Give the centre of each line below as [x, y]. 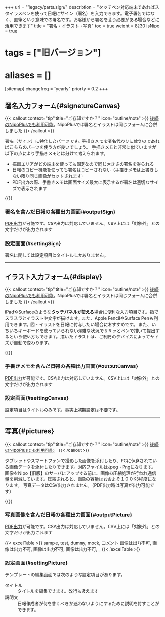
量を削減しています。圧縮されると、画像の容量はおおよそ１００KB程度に [79, 479]
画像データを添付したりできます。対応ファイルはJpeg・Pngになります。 [82, 467]
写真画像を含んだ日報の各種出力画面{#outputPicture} [69, 515]
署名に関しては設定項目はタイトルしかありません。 [56, 255]
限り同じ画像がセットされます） [53, 176]
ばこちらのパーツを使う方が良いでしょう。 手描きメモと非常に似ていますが [81, 147]
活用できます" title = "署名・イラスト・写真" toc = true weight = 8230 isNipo [82, 26]
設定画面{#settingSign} [33, 244]
